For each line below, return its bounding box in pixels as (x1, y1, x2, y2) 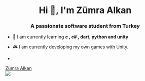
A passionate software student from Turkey (30, 23, 140, 30)
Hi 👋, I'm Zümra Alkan (39, 5, 132, 16)
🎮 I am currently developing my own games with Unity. (12, 44, 129, 50)
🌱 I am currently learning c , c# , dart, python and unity (12, 34, 128, 40)
